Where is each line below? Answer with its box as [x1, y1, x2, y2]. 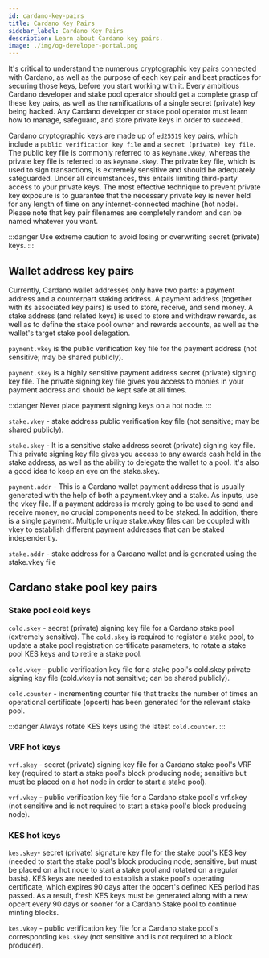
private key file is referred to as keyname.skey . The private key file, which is [8, 156, 255, 166]
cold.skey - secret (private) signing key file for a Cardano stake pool [8, 623, 234, 632]
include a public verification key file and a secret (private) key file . [8, 139, 255, 149]
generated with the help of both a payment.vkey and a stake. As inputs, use [8, 490, 259, 500]
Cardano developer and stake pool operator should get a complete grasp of [8, 89, 259, 99]
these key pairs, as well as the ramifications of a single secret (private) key [8, 98, 255, 108]
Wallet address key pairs [8, 263, 135, 278]
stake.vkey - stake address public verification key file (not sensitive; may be [8, 416, 260, 425]
